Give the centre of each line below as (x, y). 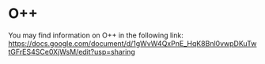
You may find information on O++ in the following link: (96, 35)
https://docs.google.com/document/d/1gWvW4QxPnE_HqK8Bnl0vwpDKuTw (132, 43)
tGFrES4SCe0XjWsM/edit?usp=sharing (72, 52)
